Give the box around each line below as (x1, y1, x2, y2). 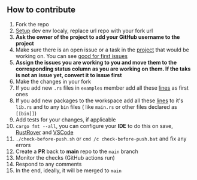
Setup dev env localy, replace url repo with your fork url (15, 27, 153, 34)
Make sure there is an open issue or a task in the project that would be (15, 46, 189, 53)
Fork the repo (15, 20, 50, 28)
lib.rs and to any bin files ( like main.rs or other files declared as (15, 103, 177, 110)
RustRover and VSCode (15, 129, 74, 136)
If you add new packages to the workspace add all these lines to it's (15, 97, 184, 104)
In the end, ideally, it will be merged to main (15, 167, 122, 174)
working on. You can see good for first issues (15, 52, 128, 59)
